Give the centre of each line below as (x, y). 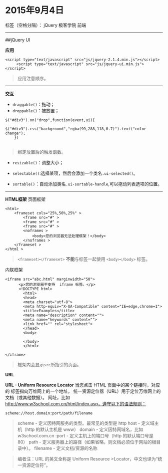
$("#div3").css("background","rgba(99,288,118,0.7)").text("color (76, 129)
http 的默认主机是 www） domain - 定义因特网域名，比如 (85, 429)
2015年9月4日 (34, 10)
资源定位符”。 (36, 465)
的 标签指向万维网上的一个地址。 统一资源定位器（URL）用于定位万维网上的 (83, 391)
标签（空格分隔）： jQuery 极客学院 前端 (46, 25)
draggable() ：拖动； (33, 104)
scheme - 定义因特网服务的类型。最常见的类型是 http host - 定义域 (86, 423)
